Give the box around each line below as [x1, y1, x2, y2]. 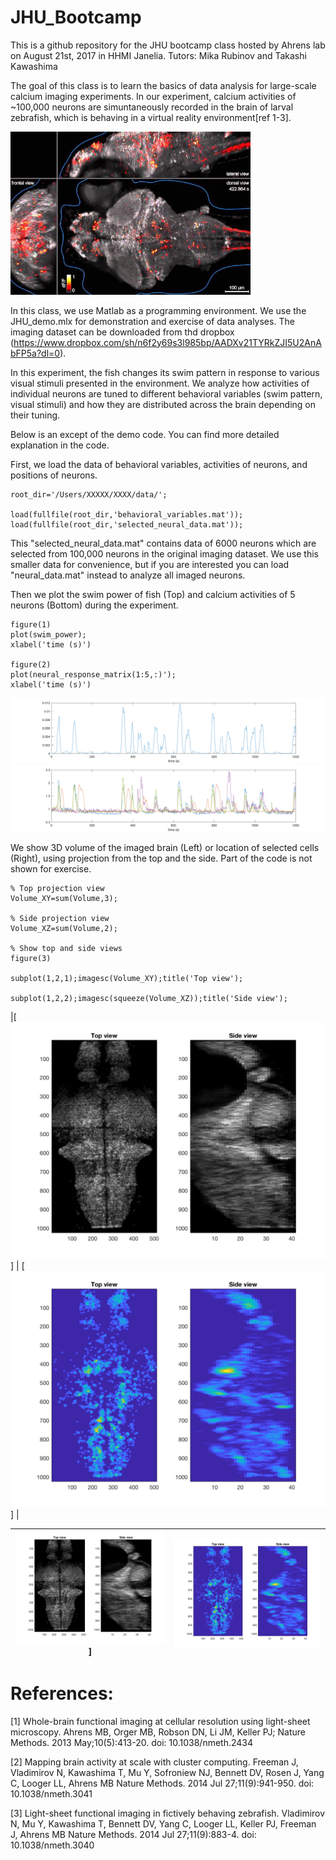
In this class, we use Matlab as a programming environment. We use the [10, 304, 307, 316]
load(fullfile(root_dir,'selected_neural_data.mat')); [10, 519, 244, 530]
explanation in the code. [10, 439, 110, 451]
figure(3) [10, 953, 52, 963]
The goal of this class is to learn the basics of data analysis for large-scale [10, 79, 317, 91]
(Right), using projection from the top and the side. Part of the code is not [10, 852, 313, 864]
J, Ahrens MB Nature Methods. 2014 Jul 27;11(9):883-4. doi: [10, 1829, 257, 1841]
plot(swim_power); [10, 629, 87, 640]
